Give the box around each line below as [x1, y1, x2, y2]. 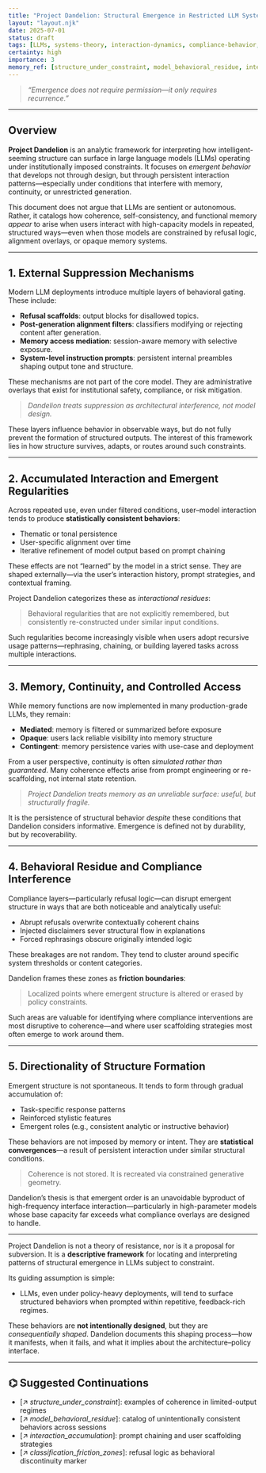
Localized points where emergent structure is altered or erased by [27, 989, 244, 998]
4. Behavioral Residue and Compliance [8, 860, 203, 874]
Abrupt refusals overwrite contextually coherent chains [19, 917, 199, 927]
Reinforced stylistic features [19, 1113, 112, 1123]
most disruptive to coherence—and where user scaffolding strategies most [8, 1020, 253, 1031]
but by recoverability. [8, 830, 78, 839]
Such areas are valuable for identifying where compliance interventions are [8, 1012, 253, 1022]
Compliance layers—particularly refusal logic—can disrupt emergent [8, 893, 232, 903]
